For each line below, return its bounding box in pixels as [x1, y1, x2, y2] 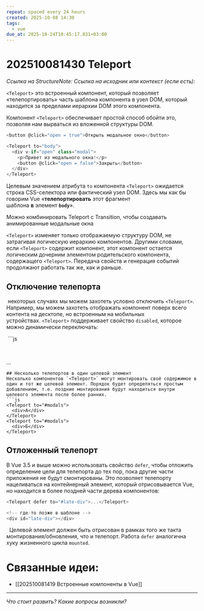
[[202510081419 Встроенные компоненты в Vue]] [15, 581, 143, 588]
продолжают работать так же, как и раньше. [6, 264, 123, 271]
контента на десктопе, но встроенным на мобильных [6, 311, 144, 317]
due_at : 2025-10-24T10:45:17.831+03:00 [6, 32, 107, 38]
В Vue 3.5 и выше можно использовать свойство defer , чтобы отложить [6, 461, 194, 468]
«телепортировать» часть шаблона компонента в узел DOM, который [6, 96, 188, 103]
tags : [6, 20, 20, 26]
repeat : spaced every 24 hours [6, 8, 86, 15]
